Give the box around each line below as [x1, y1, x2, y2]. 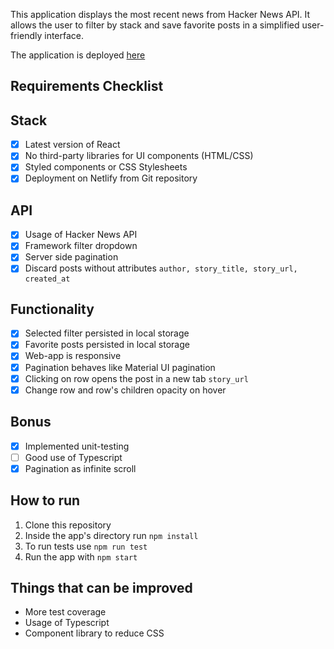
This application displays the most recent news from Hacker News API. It [10, 9, 311, 20]
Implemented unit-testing [24, 440, 130, 452]
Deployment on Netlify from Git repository [24, 172, 198, 184]
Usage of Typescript [24, 617, 110, 629]
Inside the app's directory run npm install [24, 529, 199, 541]
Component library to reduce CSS [24, 627, 165, 639]
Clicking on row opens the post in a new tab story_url [24, 372, 249, 384]
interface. [44, 30, 85, 41]
